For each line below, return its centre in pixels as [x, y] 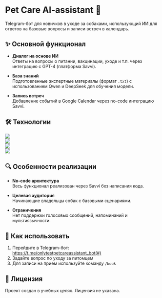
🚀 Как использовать [37, 236]
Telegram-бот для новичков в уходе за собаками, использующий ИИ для [81, 23]
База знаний [25, 76]
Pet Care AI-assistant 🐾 [53, 10]
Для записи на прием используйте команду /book [64, 263]
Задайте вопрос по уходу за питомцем [53, 258]
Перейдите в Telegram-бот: [40, 248]
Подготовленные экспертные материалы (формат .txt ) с [72, 81]
